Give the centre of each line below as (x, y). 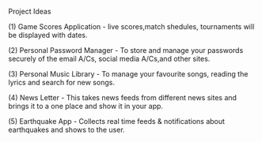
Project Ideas (30, 11)
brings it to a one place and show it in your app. (86, 106)
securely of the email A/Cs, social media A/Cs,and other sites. (109, 59)
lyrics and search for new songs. (61, 82)
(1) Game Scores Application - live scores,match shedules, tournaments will (131, 26)
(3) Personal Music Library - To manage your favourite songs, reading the (128, 74)
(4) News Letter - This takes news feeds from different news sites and (123, 97)
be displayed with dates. (48, 35)
